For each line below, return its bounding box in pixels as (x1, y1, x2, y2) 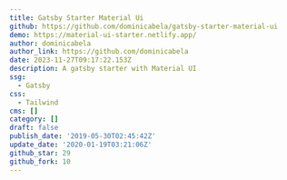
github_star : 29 (9, 148, 71, 157)
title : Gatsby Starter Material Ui (9, 13, 144, 23)
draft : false (9, 124, 59, 133)
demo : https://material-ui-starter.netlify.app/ (9, 30, 197, 39)
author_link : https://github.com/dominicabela (9, 47, 189, 56)
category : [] (9, 115, 59, 124)
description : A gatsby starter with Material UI (9, 65, 197, 74)
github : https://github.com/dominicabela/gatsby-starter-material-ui (9, 22, 279, 31)
